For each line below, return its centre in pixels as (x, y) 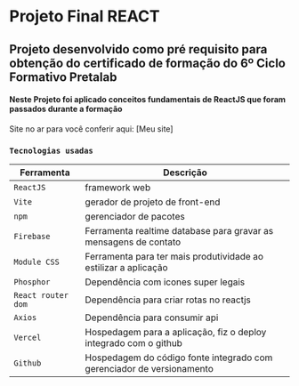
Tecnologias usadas (51, 150)
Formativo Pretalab (63, 77)
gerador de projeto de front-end (153, 202)
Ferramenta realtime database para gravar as (179, 231)
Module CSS (36, 262)
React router (41, 296)
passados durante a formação (66, 109)
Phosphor (32, 282)
